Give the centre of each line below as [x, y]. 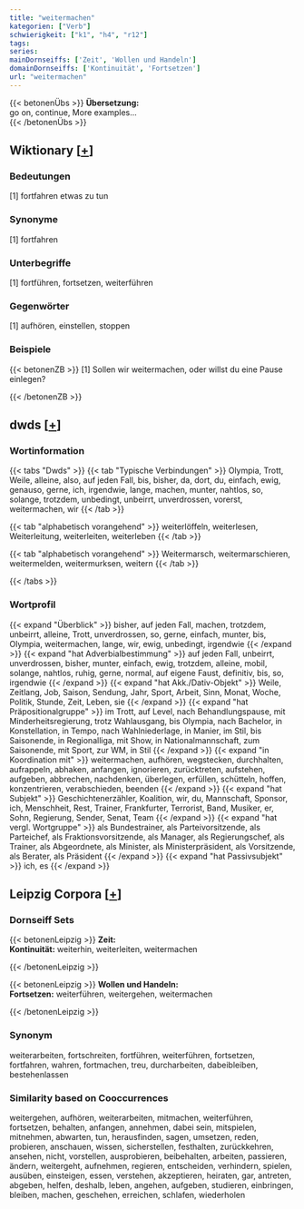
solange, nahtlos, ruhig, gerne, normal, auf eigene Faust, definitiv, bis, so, [147, 673]
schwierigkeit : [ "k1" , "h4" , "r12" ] [78, 34]
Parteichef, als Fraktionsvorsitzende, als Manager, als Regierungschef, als [147, 837]
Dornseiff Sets [42, 919]
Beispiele [30, 349]
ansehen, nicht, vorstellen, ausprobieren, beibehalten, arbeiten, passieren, [148, 1156]
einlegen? [28, 378]
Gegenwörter [39, 306]
